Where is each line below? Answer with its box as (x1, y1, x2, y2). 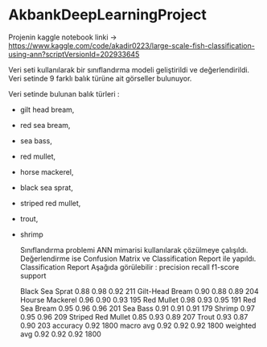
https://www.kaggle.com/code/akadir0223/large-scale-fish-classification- (8, 40, 255, 50)
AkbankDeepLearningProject (8, 6, 207, 24)
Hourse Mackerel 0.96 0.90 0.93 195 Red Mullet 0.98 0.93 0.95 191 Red (19, 295, 257, 304)
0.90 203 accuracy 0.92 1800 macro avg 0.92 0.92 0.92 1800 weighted (19, 320, 257, 330)
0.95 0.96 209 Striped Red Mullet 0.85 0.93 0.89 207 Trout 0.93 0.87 (19, 312, 249, 321)
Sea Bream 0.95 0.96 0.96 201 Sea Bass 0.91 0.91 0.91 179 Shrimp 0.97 (19, 304, 255, 313)
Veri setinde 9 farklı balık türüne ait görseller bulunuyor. (8, 73, 192, 83)
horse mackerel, (19, 167, 74, 176)
